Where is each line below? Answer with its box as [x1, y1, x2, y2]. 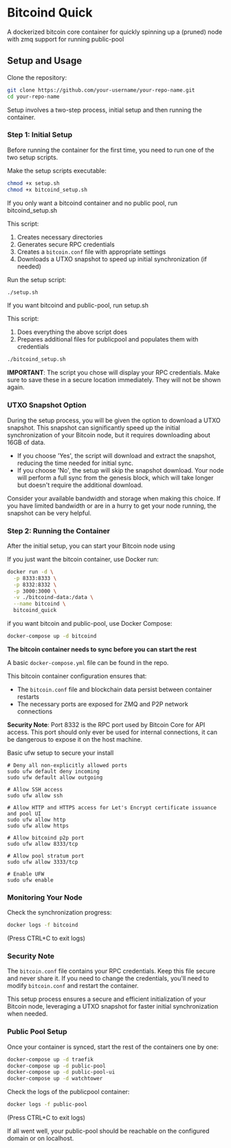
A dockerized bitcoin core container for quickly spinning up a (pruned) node [7, 28, 223, 36]
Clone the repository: [7, 73, 67, 81]
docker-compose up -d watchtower [7, 1075, 103, 1082]
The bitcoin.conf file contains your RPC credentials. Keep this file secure [7, 967, 216, 976]
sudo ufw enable [7, 876, 54, 884]
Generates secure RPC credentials [16, 240, 115, 248]
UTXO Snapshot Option [7, 400, 87, 410]
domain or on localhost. [7, 1134, 74, 1142]
